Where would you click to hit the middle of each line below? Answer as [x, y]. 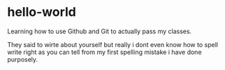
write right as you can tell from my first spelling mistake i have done [104, 52]
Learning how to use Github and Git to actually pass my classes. [100, 31]
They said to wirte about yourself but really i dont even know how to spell [113, 44]
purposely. [23, 59]
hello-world [42, 12]
